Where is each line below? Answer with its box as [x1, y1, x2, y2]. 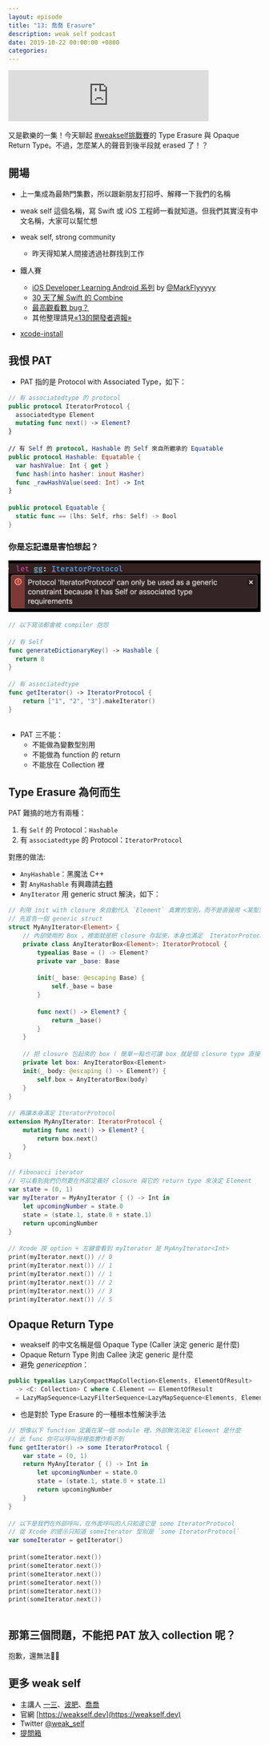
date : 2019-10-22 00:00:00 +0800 [8, 38, 120, 47]
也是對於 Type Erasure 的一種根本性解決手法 [19, 1409, 167, 1419]
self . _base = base [50, 982, 113, 990]
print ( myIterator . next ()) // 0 [8, 1253, 113, 1261]
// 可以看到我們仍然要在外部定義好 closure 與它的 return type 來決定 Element [8, 1177, 252, 1185]
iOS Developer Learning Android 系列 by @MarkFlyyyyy [31, 282, 216, 292]
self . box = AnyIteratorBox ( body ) [37, 1075, 149, 1083]
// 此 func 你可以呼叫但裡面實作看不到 [8, 1435, 124, 1443]
